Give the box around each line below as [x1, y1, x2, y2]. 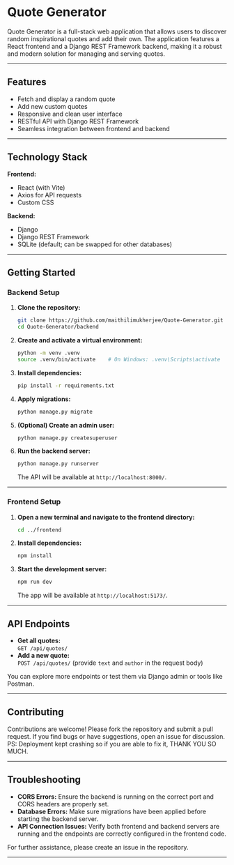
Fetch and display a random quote [17, 95, 116, 103]
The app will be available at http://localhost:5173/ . [17, 591, 169, 600]
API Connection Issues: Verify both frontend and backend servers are [17, 822, 220, 830]
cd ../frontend [17, 526, 62, 534]
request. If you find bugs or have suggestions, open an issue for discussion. [7, 732, 225, 740]
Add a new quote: [17, 651, 70, 659]
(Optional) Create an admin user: [17, 421, 115, 429]
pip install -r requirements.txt [17, 382, 115, 389]
